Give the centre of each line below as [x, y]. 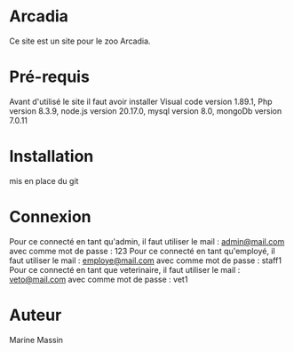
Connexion [50, 217]
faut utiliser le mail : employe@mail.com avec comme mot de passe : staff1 [146, 260]
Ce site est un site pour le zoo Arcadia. [80, 41]
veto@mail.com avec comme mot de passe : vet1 [99, 279]
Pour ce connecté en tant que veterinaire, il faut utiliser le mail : [125, 269]
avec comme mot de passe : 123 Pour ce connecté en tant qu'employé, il [142, 251]
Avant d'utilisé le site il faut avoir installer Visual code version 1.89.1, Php [141, 101]
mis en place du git [44, 180]
